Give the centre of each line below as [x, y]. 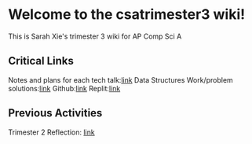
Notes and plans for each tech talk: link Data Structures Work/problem [121, 79]
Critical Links [41, 61]
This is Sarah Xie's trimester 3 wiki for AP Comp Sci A [95, 36]
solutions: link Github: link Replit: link [64, 88]
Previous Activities [55, 113]
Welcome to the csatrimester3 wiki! [127, 15]
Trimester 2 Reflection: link [52, 132]
